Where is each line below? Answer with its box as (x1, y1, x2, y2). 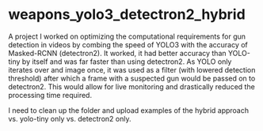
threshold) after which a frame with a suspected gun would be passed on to (8, 73, 256, 83)
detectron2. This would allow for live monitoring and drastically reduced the (8, 81, 255, 92)
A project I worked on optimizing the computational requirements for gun (8, 32, 246, 41)
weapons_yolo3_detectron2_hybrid (8, 6, 246, 24)
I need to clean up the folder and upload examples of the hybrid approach (8, 105, 250, 115)
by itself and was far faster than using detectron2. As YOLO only (21, 57, 232, 66)
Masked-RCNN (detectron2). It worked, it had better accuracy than (8, 48, 227, 58)
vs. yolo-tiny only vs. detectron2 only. (8, 114, 131, 123)
